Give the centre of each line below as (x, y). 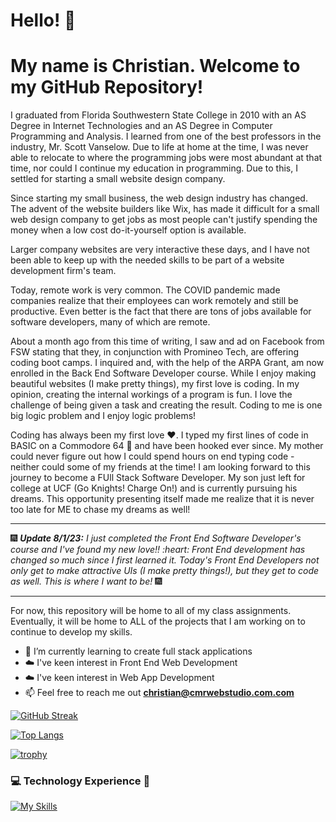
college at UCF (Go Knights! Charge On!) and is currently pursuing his (154, 488)
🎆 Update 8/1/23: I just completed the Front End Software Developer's (156, 538)
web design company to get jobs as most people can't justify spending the (164, 220)
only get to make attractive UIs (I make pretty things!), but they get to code (165, 571)
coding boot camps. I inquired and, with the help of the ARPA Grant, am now (167, 363)
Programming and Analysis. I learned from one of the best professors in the (166, 136)
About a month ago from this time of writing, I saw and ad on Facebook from (167, 341)
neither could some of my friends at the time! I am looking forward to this (160, 467)
